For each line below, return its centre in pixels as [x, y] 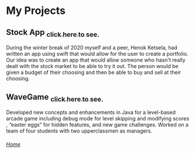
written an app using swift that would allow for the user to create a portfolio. [97, 54]
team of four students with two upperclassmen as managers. [79, 131]
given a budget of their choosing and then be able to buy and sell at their [94, 72]
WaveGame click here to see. [55, 97]
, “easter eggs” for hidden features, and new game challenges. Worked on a [97, 125]
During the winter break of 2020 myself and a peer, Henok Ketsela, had [92, 48]
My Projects [36, 11]
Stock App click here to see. [53, 33]
